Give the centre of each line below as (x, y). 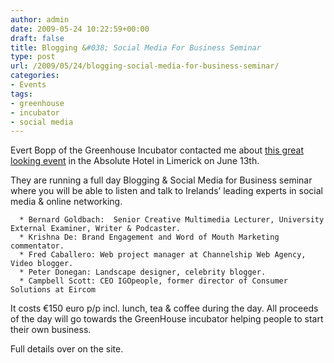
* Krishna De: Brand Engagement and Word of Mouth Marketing (149, 237)
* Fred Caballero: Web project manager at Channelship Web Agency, (163, 255)
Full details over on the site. (67, 349)
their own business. (51, 330)
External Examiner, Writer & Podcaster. (96, 229)
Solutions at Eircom (53, 290)
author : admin (40, 19)
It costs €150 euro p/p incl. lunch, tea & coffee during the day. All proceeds (164, 308)
